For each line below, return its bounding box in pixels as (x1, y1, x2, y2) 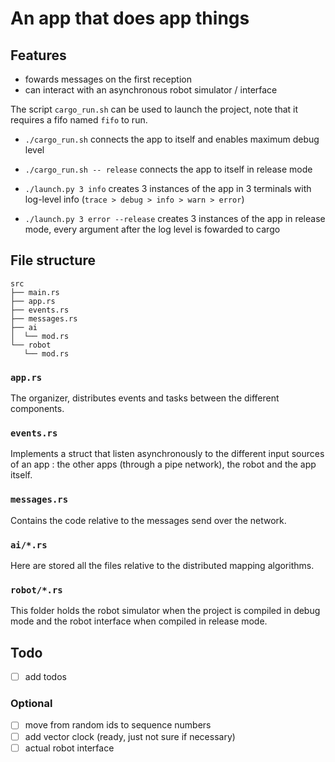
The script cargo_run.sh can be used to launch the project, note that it (10, 103, 299, 115)
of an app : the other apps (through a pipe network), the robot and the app (10, 458, 317, 471)
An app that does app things (10, 7, 250, 30)
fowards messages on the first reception (24, 73, 192, 85)
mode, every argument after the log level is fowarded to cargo (24, 223, 281, 235)
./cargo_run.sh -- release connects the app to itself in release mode (24, 163, 313, 175)
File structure (10, 252, 96, 269)
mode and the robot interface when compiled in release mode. (10, 615, 268, 627)
